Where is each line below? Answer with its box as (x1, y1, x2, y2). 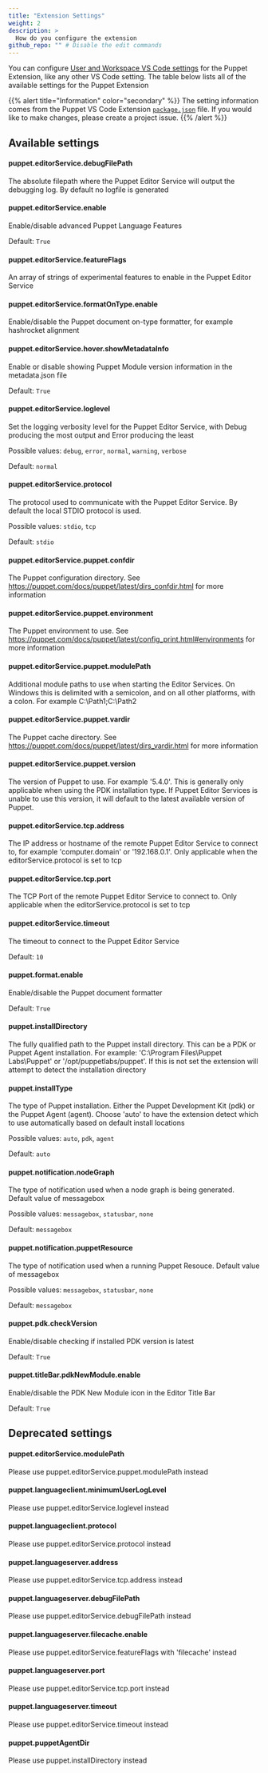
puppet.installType (8, 1083, 73, 1093)
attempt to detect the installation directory (8, 1065, 147, 1075)
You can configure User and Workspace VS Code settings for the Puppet (8, 63, 248, 73)
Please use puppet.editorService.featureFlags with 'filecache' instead (8, 1647, 237, 1657)
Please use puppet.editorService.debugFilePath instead (8, 1611, 191, 1621)
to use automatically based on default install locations (8, 1118, 185, 1128)
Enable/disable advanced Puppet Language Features (8, 221, 182, 230)
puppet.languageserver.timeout (8, 1702, 117, 1711)
